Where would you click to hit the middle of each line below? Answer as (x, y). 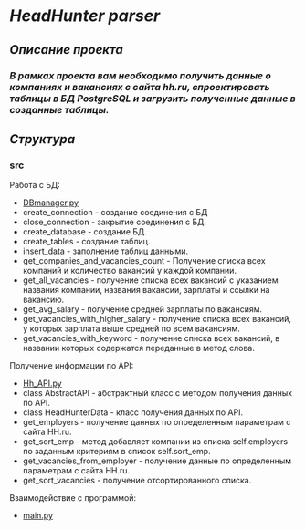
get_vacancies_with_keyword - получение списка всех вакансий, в (151, 338)
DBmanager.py (51, 203)
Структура (42, 139)
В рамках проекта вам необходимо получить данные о (140, 76)
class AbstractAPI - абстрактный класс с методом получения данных (158, 393)
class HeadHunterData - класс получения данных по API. (133, 412)
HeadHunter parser (85, 16)
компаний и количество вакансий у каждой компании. (130, 271)
